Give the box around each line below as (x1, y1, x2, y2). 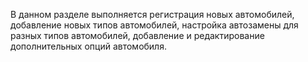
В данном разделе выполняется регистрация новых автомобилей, (10, 9, 295, 20)
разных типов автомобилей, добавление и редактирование (10, 30, 265, 41)
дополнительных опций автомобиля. (10, 40, 167, 52)
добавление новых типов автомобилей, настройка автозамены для (10, 19, 299, 31)
